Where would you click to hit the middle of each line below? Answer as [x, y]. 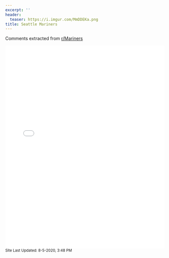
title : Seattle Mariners [31, 24]
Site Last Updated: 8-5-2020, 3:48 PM [39, 251]
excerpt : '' [18, 10]
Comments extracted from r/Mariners [44, 39]
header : [13, 15]
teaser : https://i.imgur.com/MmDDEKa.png [54, 19]
